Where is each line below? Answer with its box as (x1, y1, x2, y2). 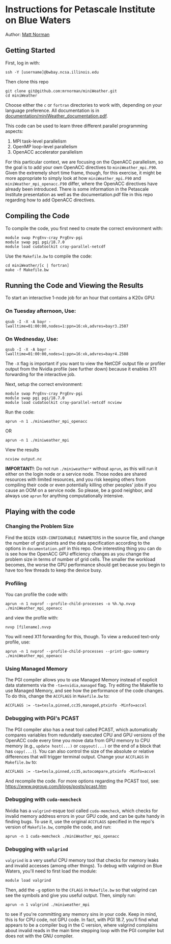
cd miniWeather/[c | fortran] (5, 263, 70, 268)
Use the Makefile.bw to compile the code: (5, 253, 93, 259)
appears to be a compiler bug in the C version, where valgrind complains (5, 922, 158, 928)
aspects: (5, 128, 23, 134)
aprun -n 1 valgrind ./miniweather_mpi (5, 902, 90, 908)
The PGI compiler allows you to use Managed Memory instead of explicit (5, 677, 158, 683)
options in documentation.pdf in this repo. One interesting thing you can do (5, 545, 162, 551)
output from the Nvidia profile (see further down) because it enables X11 (5, 365, 157, 372)
